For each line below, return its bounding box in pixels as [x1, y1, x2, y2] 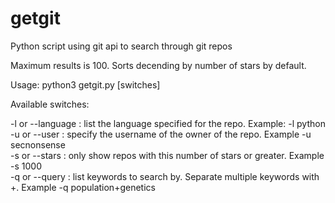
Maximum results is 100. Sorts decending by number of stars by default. [10, 59, 307, 71]
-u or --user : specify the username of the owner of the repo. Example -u [10, 128, 312, 140]
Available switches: [10, 98, 90, 110]
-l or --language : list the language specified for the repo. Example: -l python [10, 117, 326, 129]
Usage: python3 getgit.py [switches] [10, 78, 161, 91]
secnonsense [10, 138, 66, 151]
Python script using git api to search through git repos [10, 40, 233, 52]
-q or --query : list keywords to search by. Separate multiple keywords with [10, 170, 320, 182]
